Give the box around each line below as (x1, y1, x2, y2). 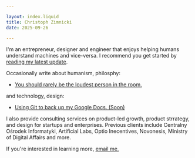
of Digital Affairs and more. (6, 134, 72, 141)
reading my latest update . (6, 58, 68, 65)
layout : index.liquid (6, 14, 59, 19)
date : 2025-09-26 (6, 25, 49, 31)
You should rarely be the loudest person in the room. (14, 81, 142, 88)
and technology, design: (6, 92, 65, 100)
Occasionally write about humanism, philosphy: (6, 70, 121, 77)
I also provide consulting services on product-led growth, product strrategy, (6, 115, 190, 122)
